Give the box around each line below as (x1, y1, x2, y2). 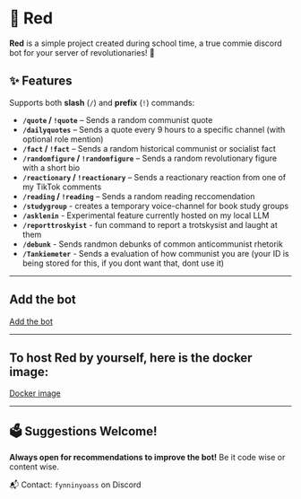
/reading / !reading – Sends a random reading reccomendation (21, 190, 255, 201)
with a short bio (21, 162, 81, 173)
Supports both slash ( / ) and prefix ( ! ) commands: (9, 97, 195, 108)
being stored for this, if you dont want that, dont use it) (21, 258, 225, 268)
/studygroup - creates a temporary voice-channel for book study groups (21, 200, 289, 211)
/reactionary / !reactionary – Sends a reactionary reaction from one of (21, 171, 287, 182)
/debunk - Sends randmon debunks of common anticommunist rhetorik (21, 238, 284, 249)
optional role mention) (21, 134, 104, 144)
